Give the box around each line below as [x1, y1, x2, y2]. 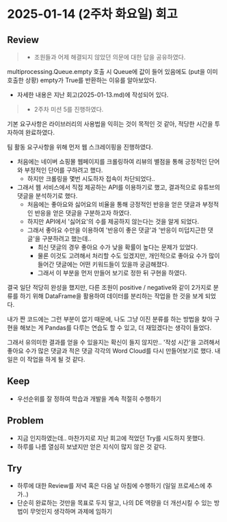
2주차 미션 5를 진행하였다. [34, 105, 104, 113]
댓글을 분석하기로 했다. [16, 192, 78, 199]
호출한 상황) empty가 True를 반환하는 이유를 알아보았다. [7, 76, 157, 84]
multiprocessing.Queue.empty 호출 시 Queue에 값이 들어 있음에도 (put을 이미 [7, 68, 218, 75]
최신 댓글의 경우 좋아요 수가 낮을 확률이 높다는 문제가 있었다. [37, 243, 198, 251]
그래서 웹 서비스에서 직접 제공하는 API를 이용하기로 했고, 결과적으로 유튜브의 [16, 183, 220, 191]
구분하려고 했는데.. [42, 234, 92, 243]
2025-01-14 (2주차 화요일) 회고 [7, 6, 178, 22]
